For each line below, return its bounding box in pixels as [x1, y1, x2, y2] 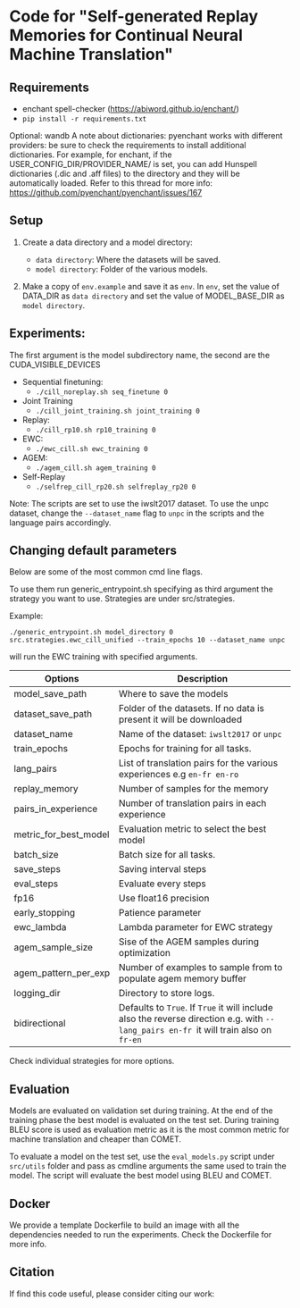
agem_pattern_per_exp [13, 967, 111, 979]
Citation [9, 1264, 55, 1279]
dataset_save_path [13, 708, 93, 720]
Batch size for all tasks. [119, 849, 216, 861]
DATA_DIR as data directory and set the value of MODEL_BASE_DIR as [21, 290, 285, 301]
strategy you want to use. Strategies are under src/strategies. [9, 593, 235, 604]
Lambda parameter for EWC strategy [119, 921, 273, 934]
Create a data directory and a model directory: [21, 237, 194, 247]
